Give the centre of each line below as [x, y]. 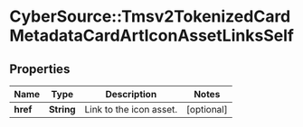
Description [131, 94]
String [62, 109]
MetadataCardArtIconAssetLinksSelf [151, 36]
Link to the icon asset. [131, 109]
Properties [40, 69]
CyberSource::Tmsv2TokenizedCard [150, 17]
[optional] [207, 109]
